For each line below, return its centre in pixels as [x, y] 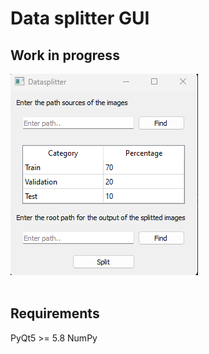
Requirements [55, 313]
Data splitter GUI [80, 18]
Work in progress [65, 55]
